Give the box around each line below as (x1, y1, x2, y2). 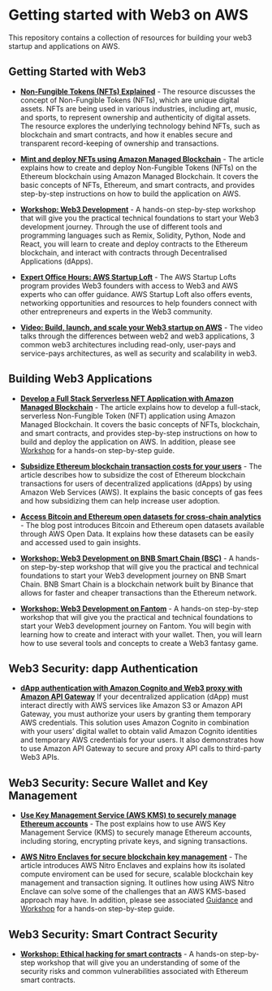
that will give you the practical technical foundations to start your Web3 (19, 213, 260, 223)
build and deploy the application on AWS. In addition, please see (19, 437, 236, 447)
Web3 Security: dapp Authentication (8, 661, 199, 675)
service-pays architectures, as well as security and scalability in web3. (19, 348, 257, 358)
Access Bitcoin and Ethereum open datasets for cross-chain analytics (19, 511, 261, 522)
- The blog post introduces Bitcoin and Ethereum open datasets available (19, 520, 265, 530)
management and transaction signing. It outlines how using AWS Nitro (19, 878, 254, 888)
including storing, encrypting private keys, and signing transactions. (19, 836, 248, 846)
